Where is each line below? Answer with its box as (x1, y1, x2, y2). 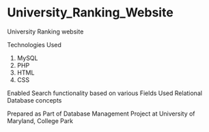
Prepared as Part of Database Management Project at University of (7, 109, 196, 118)
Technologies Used (7, 40, 61, 49)
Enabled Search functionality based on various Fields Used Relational (7, 89, 203, 97)
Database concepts (7, 96, 62, 104)
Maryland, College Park (7, 116, 74, 124)
